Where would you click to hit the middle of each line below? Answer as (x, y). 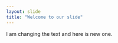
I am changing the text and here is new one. (59, 34)
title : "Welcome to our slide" (45, 17)
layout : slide (24, 11)
